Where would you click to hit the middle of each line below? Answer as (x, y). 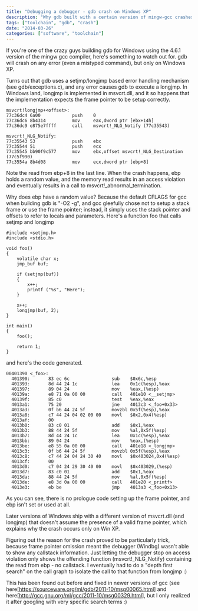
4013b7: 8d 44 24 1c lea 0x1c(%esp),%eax (90, 436)
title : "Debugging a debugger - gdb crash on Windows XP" (79, 12)
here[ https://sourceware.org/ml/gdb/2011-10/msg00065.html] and (86, 589)
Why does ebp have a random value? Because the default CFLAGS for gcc (96, 197)
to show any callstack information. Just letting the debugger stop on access (98, 552)
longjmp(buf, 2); (38, 311)
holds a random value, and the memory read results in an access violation (96, 179)
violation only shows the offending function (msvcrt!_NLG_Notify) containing (99, 559)
